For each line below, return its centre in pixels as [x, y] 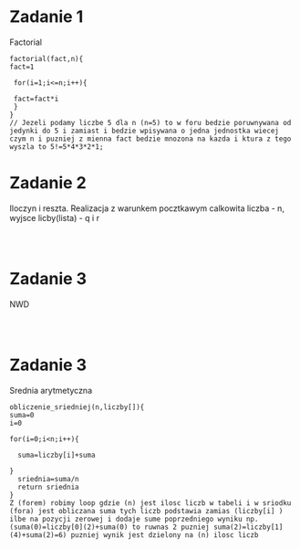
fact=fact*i [36, 99]
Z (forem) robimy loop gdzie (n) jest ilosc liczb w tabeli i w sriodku [150, 503]
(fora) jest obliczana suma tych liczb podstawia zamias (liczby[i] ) [146, 511]
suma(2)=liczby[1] [248, 527]
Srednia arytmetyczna [51, 390]
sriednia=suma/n [48, 479]
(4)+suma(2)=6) [38, 535]
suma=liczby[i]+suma [57, 455]
